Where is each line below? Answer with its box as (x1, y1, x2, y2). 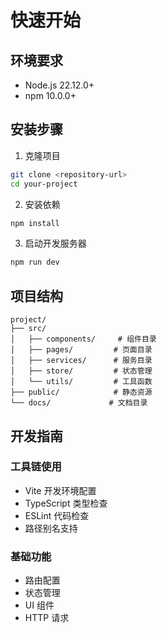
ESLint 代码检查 (24, 509, 90, 521)
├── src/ (10, 324, 47, 334)
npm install (10, 218, 60, 228)
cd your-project (10, 179, 78, 189)
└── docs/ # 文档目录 (10, 398, 148, 408)
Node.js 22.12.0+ (24, 79, 95, 91)
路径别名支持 (24, 522, 78, 534)
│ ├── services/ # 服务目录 (10, 356, 153, 366)
